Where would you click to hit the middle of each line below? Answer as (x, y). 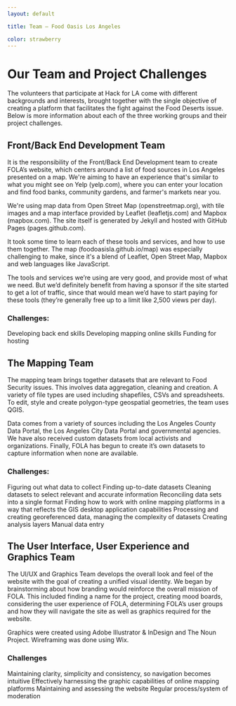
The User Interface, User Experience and (98, 546)
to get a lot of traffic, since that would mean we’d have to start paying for (112, 293)
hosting (18, 341)
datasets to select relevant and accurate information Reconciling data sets (114, 494)
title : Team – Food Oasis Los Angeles (64, 26)
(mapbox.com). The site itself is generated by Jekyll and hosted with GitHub (117, 221)
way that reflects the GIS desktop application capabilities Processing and (113, 509)
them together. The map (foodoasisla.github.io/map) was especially (105, 249)
